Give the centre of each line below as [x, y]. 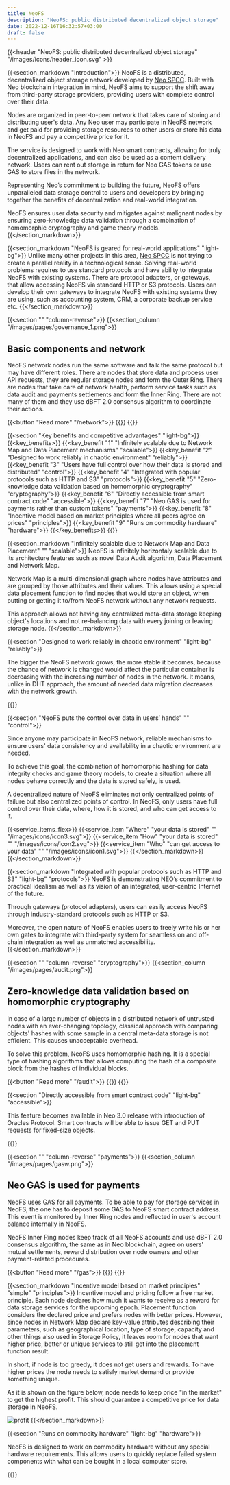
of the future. [26, 894]
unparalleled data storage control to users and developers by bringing [105, 193]
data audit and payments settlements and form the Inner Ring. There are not [114, 394]
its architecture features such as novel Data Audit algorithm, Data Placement [115, 558]
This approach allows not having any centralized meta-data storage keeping [115, 614]
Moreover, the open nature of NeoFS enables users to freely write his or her [114, 928]
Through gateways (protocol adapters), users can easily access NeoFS [107, 907]
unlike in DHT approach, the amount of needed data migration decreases [110, 684]
